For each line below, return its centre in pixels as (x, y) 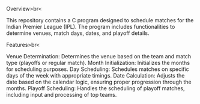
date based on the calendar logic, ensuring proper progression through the (99, 82)
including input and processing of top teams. (62, 95)
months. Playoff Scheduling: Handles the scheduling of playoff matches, (95, 88)
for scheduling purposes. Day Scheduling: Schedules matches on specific (98, 69)
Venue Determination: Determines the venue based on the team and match (99, 56)
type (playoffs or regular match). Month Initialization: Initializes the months (98, 63)
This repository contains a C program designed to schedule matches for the (100, 20)
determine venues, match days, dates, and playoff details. (78, 33)
